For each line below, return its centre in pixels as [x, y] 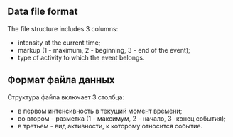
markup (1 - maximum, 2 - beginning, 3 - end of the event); [104, 50]
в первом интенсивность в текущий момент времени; [100, 111]
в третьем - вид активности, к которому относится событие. [110, 126]
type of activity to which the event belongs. [81, 57]
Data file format [43, 12]
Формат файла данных [61, 80]
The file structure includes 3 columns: [63, 28]
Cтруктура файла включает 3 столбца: [66, 97]
